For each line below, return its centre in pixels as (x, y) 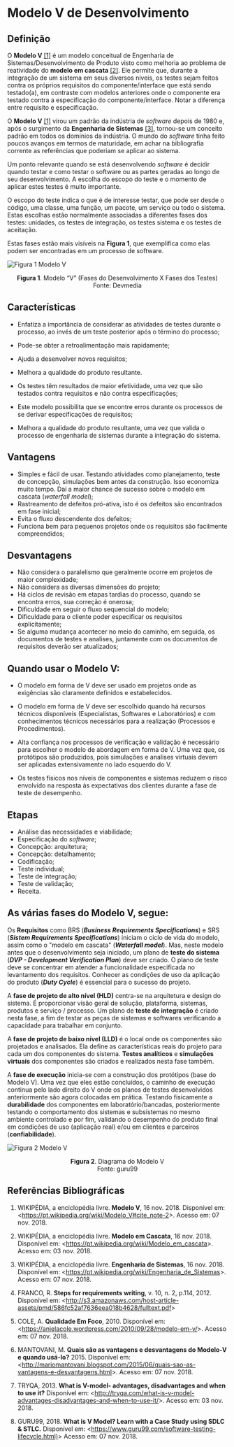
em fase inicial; (39, 511)
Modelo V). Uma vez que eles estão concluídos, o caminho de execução (111, 1082)
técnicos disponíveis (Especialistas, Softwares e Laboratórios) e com (117, 714)
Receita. (29, 891)
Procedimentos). (41, 729)
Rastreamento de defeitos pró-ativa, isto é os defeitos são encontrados (120, 504)
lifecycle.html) (38, 1436)
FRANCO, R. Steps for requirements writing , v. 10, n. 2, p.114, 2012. (114, 1292)
